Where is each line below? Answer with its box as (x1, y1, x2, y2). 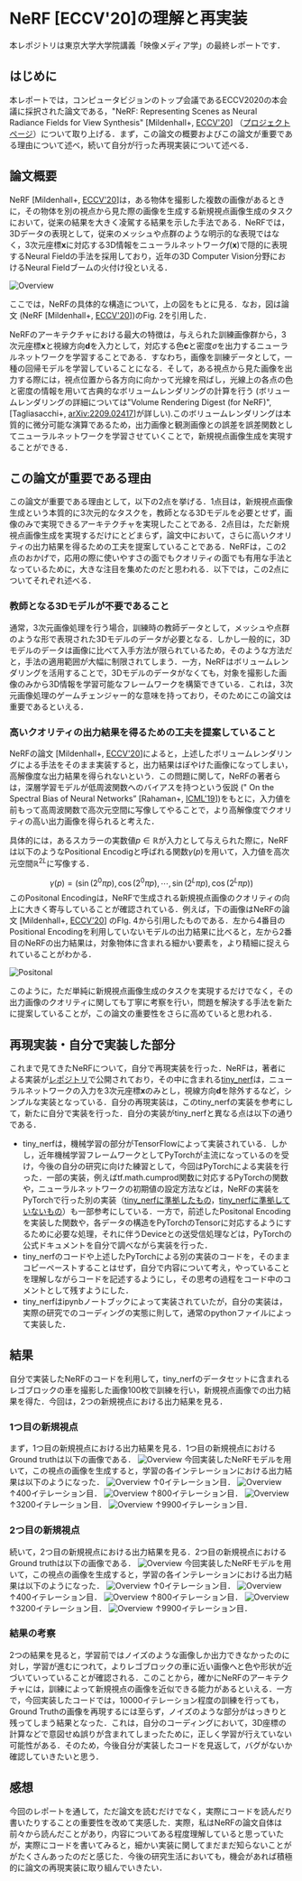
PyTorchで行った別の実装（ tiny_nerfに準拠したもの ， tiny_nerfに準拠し (22, 1194, 283, 1205)
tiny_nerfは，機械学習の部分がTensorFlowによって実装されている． (22, 1139, 271, 1149)
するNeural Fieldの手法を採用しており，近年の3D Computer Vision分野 (9, 250, 270, 262)
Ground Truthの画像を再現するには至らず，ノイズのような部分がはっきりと (9, 1706, 288, 1717)
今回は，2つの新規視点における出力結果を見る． (48, 1396, 228, 1406)
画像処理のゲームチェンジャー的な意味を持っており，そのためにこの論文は (16, 689, 292, 700)
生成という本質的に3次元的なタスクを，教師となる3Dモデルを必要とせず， (9, 507, 286, 519)
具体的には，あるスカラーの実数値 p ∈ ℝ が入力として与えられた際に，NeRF (9, 834, 289, 845)
